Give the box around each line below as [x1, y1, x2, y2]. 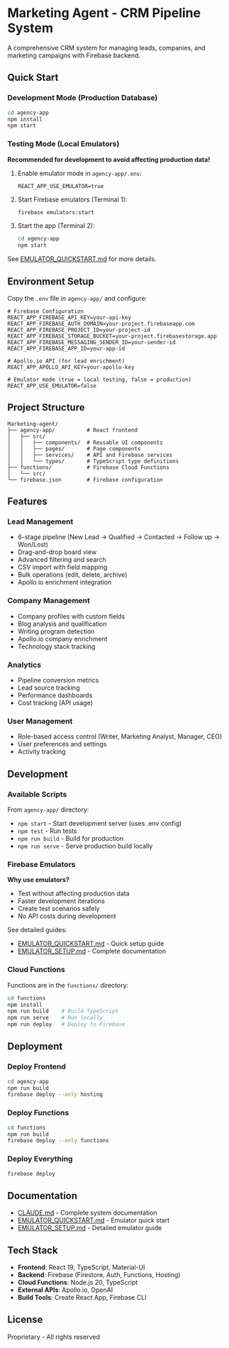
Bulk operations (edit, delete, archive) [17, 570, 128, 579]
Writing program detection [17, 626, 95, 636]
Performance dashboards [17, 691, 93, 700]
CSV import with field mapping [17, 563, 108, 572]
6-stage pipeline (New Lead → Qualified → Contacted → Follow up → [17, 533, 220, 541]
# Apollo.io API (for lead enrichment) [7, 357, 125, 365]
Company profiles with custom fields [17, 612, 125, 620]
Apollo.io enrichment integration [17, 578, 112, 587]
